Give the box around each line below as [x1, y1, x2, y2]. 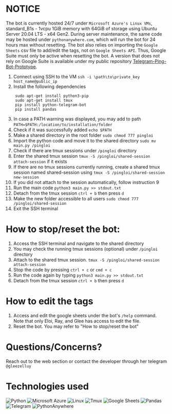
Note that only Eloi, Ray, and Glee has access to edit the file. [13, 318, 141, 324]
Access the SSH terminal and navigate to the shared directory [13, 240, 144, 246]
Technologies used [6, 380, 89, 392]
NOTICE [6, 3, 41, 15]
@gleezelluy [6, 363, 31, 369]
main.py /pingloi [13, 143, 51, 148]
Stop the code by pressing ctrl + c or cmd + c [13, 266, 112, 273]
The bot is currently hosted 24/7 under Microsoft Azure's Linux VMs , [6, 20, 152, 26]
